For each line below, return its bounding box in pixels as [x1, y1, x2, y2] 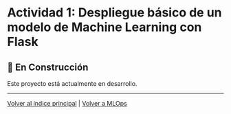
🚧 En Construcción [7, 61, 89, 73]
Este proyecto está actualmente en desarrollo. [7, 80, 137, 87]
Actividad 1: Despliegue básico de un [7, 5, 222, 21]
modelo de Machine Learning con [7, 19, 202, 35]
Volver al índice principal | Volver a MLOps [7, 100, 127, 107]
